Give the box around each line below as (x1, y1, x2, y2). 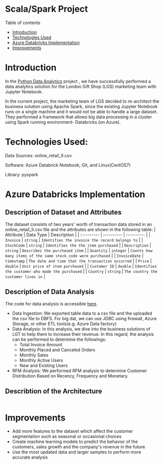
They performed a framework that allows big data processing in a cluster (5, 114, 152, 120)
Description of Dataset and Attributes (5, 208, 122, 217)
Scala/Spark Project (5, 3, 88, 15)
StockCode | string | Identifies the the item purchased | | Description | (5, 242, 152, 248)
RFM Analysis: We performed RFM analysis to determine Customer (12, 367, 147, 374)
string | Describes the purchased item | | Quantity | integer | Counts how (5, 247, 153, 253)
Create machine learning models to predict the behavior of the (12, 438, 138, 445)
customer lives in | (5, 274, 46, 279)
